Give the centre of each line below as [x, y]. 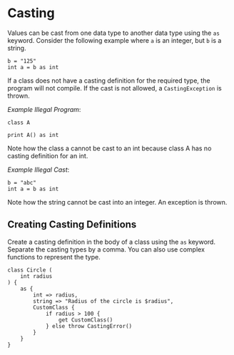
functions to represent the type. [54, 257]
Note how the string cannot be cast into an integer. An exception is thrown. [117, 202]
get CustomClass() [86, 320]
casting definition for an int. [48, 155]
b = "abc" [22, 182]
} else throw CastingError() [89, 326]
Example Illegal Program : [44, 109]
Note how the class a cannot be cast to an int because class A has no [110, 148]
